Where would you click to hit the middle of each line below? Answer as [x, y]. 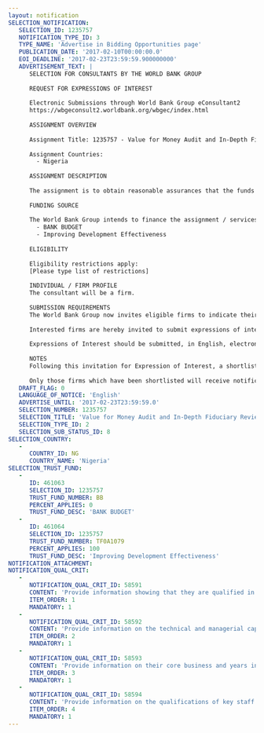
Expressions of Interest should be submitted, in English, [127, 344]
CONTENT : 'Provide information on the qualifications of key [131, 702]
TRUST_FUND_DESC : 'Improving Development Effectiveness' [124, 556]
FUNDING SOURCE [54, 205]
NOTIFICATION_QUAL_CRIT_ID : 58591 [86, 585]
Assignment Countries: [66, 154]
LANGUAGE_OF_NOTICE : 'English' [70, 395]
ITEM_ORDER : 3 [52, 673]
